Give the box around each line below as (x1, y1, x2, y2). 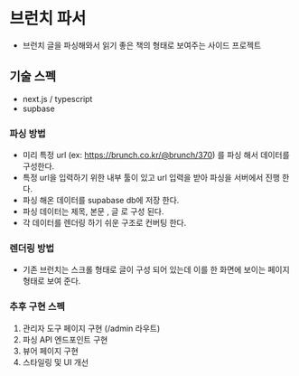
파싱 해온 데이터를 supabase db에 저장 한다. (22, 195, 180, 206)
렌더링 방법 (9, 241, 55, 254)
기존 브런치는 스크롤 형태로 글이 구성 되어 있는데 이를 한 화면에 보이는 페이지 (22, 264, 291, 276)
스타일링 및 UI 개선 (22, 356, 89, 367)
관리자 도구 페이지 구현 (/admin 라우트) (22, 323, 161, 334)
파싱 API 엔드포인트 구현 (22, 334, 108, 344)
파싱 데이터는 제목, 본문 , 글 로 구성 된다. (22, 206, 164, 217)
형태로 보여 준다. (22, 276, 81, 287)
